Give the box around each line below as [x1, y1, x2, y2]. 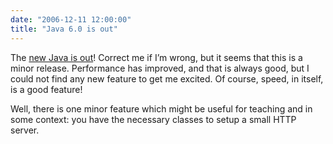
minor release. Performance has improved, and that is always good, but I [10, 62, 310, 74]
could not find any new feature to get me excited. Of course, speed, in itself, [10, 72, 324, 85]
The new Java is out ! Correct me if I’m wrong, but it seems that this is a [10, 51, 303, 63]
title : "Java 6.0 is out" [10, 24, 118, 34]
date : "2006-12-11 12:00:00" [10, 14, 132, 25]
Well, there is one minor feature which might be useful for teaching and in [10, 102, 313, 115]
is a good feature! [10, 83, 83, 95]
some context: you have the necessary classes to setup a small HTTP [10, 113, 297, 125]
